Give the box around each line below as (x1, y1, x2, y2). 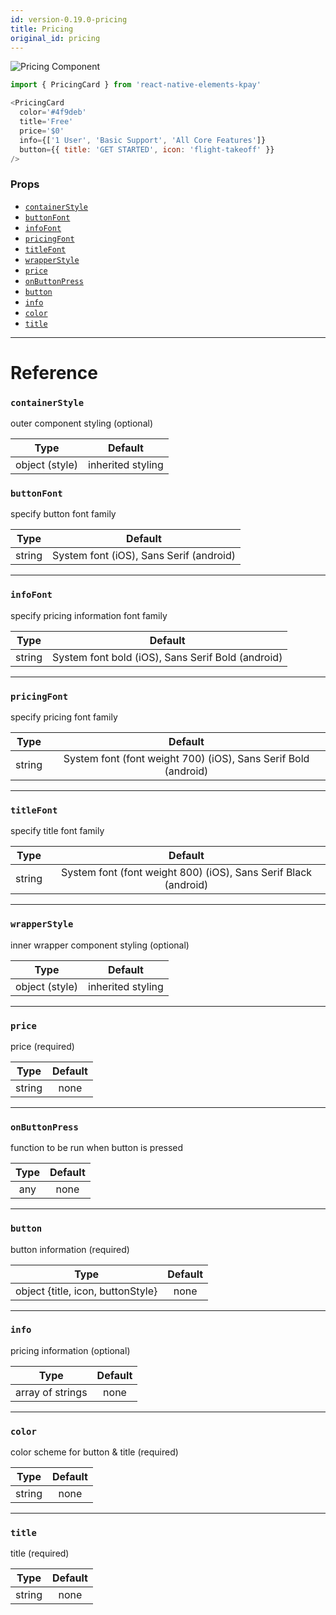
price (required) (10, 1040, 75, 1052)
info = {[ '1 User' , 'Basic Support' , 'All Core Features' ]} (19, 135, 267, 145)
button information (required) (10, 1243, 130, 1255)
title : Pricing (10, 24, 74, 34)
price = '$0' (19, 126, 65, 136)
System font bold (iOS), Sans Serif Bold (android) (52, 650, 283, 664)
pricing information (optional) (10, 1344, 131, 1356)
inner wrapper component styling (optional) (10, 939, 190, 951)
